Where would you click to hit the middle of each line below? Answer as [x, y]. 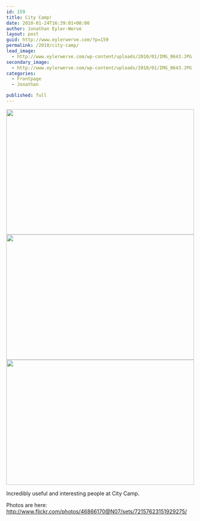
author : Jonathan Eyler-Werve [44, 29]
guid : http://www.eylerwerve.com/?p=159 [58, 40]
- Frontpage [27, 79]
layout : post [23, 34]
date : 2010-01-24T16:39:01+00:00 [48, 23]
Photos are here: [27, 505]
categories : [21, 73]
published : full [26, 96]
